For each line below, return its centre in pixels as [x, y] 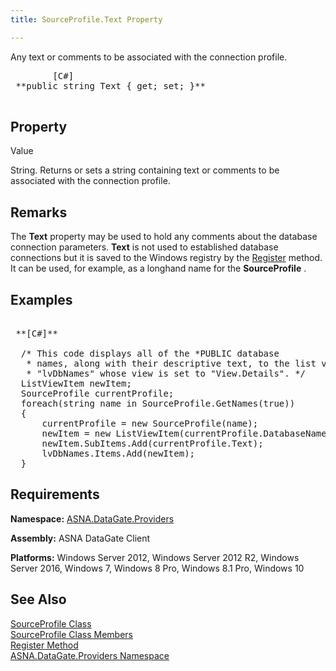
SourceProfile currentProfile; [97, 394]
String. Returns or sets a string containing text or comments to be [145, 170]
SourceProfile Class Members [71, 634]
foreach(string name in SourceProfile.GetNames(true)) [158, 404]
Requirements [55, 494]
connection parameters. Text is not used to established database [144, 247]
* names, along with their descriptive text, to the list [171, 364]
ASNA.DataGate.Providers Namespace [90, 655]
